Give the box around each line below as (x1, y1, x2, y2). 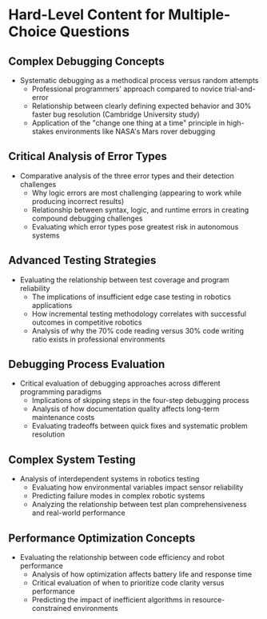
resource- (192, 595, 225, 605)
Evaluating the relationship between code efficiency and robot (19, 553, 225, 562)
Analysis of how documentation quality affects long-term (31, 404, 220, 413)
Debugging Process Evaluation (8, 357, 165, 371)
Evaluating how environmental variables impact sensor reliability (31, 482, 244, 493)
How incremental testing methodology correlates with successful (31, 309, 246, 318)
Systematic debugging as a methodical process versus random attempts (19, 76, 259, 85)
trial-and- (224, 84, 256, 94)
